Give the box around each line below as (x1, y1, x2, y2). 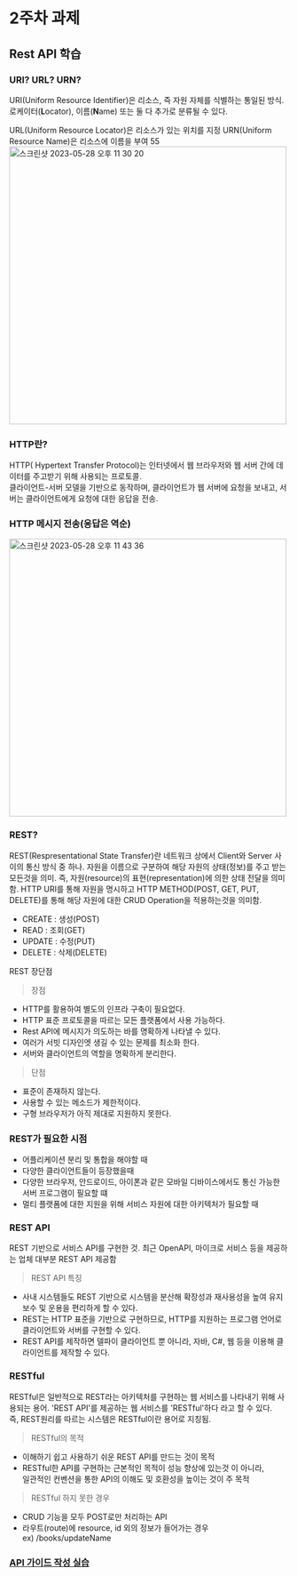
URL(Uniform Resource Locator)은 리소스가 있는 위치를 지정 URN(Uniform (9, 124, 272, 135)
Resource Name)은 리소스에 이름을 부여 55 (9, 135, 160, 147)
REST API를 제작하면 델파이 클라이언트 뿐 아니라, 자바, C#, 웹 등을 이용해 (21, 1336, 275, 1347)
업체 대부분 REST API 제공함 (18, 1254, 117, 1265)
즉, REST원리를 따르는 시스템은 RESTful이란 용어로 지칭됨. (9, 1413, 212, 1424)
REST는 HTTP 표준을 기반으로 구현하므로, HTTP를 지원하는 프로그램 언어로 (21, 1314, 282, 1324)
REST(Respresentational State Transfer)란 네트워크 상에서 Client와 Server (9, 850, 273, 860)
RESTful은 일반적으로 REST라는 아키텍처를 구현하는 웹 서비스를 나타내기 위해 (9, 1391, 276, 1402)
